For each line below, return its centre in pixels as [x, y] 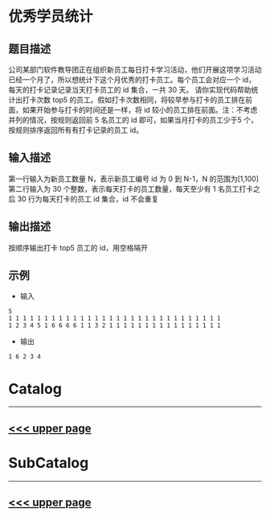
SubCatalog [49, 463]
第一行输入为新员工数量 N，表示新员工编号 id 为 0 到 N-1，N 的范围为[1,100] [134, 179]
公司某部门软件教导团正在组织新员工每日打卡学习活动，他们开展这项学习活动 [135, 70]
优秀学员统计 [51, 17]
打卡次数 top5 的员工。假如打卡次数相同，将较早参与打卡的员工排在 [134, 100]
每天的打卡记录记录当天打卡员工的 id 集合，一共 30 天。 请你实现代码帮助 [130, 90]
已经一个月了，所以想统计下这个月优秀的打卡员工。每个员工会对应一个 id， [132, 80]
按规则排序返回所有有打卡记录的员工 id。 [76, 130]
